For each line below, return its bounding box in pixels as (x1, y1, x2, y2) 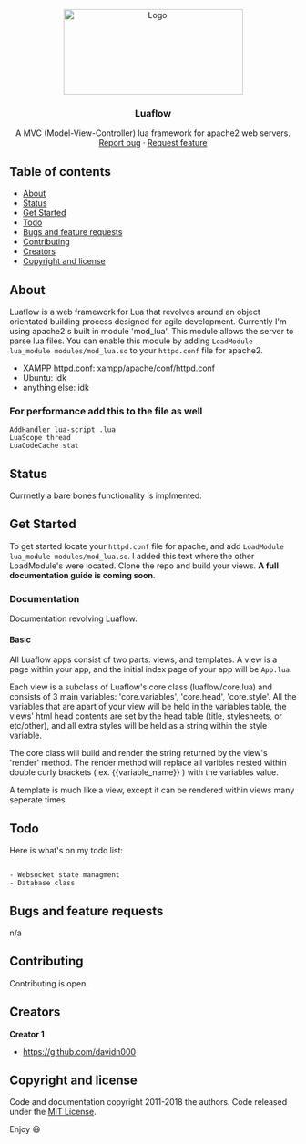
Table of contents (9, 164, 111, 179)
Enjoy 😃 (9, 1124, 41, 1135)
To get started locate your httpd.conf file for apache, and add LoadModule (9, 540, 284, 551)
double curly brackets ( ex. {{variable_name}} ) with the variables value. (9, 767, 280, 778)
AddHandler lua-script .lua (9, 425, 117, 434)
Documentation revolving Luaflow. (9, 613, 138, 624)
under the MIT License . (9, 1107, 97, 1118)
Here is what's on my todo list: (9, 845, 124, 856)
